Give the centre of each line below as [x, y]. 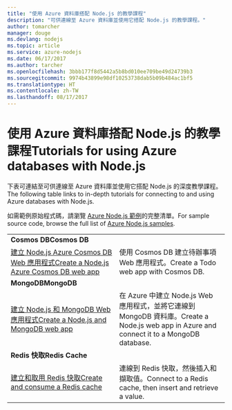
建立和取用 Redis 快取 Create [57, 377]
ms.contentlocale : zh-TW [43, 91]
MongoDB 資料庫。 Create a [164, 316]
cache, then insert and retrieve [169, 387]
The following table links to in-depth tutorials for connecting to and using [111, 194]
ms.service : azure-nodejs [44, 53]
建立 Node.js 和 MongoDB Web [61, 309]
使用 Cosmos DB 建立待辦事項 [168, 252]
